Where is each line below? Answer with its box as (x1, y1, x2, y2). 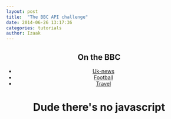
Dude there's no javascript (32, 101, 165, 114)
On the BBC (77, 52, 121, 62)
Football (93, 74, 114, 81)
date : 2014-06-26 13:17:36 (6, 19, 73, 25)
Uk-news (92, 67, 115, 74)
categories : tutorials (6, 25, 62, 31)
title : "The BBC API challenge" (6, 14, 88, 20)
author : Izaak (6, 30, 41, 36)
